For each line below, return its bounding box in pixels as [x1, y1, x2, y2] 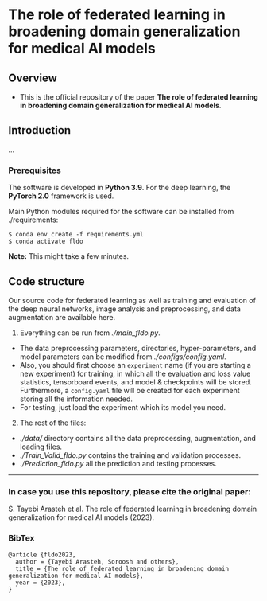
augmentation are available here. [8, 312, 116, 322]
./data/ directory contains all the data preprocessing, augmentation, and [19, 433, 257, 443]
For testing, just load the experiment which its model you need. [19, 402, 226, 412]
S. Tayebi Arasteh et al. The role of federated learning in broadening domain [8, 504, 257, 514]
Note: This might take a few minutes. [8, 252, 130, 261]
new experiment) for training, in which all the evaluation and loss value [19, 369, 251, 378]
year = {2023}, [15, 579, 66, 587]
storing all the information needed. [19, 394, 133, 404]
